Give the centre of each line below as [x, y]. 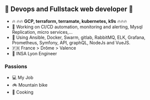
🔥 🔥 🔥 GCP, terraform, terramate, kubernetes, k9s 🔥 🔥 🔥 [70, 21]
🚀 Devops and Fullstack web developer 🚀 [69, 9]
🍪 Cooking [22, 92]
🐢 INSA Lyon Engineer [34, 53]
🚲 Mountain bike [30, 85]
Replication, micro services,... [42, 32]
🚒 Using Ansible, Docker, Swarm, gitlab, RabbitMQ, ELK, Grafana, [78, 37]
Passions [16, 66]
